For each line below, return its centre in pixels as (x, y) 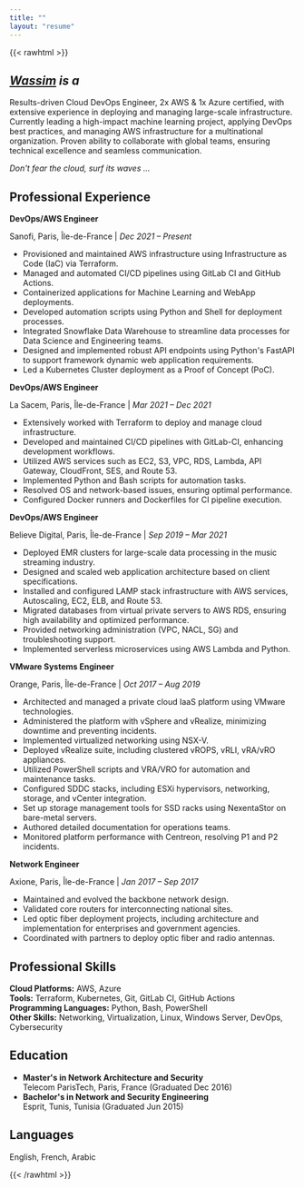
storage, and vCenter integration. (84, 798)
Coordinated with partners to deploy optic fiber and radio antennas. (148, 938)
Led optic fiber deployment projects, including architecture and (140, 919)
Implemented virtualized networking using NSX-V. (115, 740)
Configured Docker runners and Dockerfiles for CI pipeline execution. (152, 500)
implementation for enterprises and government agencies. (131, 928)
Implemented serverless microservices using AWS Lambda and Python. (156, 649)
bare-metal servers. (59, 817)
